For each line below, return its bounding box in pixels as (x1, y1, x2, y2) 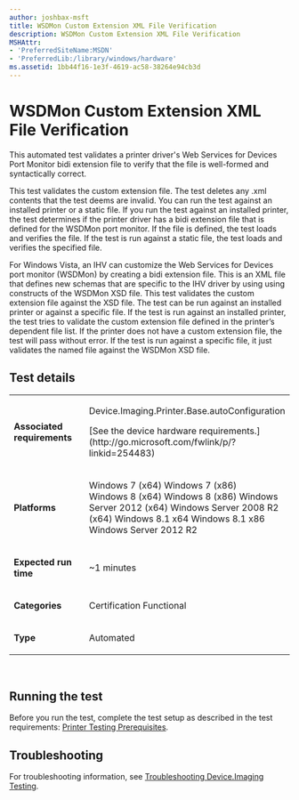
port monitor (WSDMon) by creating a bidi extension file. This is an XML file (9, 269, 287, 279)
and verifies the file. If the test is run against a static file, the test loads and (9, 232, 283, 243)
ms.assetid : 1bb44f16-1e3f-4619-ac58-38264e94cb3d (9, 63, 201, 72)
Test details (9, 370, 76, 385)
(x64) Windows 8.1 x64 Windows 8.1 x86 (88, 513, 265, 525)
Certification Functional (88, 599, 187, 611)
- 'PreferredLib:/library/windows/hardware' (9, 54, 177, 63)
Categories (13, 599, 62, 611)
